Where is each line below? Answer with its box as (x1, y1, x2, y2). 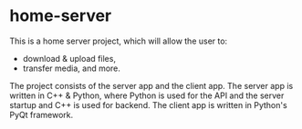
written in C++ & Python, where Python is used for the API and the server (9, 90, 285, 101)
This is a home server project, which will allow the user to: (9, 35, 228, 46)
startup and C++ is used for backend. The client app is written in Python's (9, 99, 287, 110)
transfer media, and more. (22, 63, 121, 74)
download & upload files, (22, 53, 117, 64)
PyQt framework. (9, 109, 74, 120)
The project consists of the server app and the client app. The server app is (9, 80, 294, 91)
